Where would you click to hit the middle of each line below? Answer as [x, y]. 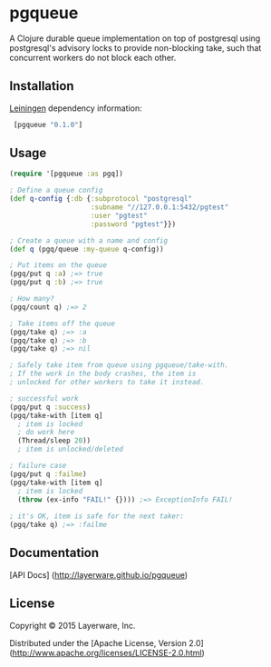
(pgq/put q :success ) [50, 407]
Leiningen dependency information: [76, 108]
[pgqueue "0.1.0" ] [48, 124]
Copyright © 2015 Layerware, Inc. [73, 625]
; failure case [38, 466]
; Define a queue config [56, 190]
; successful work [44, 398]
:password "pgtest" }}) [133, 224]
